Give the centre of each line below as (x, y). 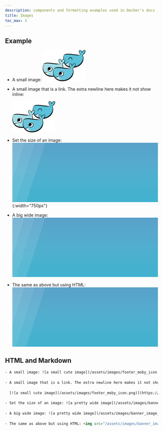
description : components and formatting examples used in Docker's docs (80, 10)
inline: (18, 94)
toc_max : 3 (16, 20)
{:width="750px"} (30, 206)
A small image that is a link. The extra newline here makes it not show (81, 89)
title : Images (19, 15)
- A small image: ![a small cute (39, 373)
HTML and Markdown (38, 360)
